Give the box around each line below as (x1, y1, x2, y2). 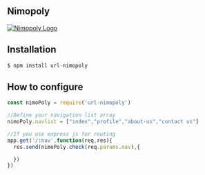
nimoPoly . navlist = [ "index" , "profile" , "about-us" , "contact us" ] (7, 119, 199, 125)
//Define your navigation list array (7, 112, 116, 119)
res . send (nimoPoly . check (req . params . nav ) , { (13, 143, 140, 150)
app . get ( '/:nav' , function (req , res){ (7, 137, 113, 144)
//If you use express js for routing (7, 130, 116, 137)
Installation (7, 44, 57, 56)
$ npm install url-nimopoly (7, 62, 88, 69)
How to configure (7, 81, 84, 92)
